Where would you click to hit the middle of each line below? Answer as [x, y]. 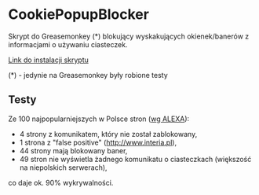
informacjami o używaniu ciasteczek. [68, 44]
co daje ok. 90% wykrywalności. [61, 182]
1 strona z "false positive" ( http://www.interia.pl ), [98, 142]
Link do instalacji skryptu [48, 60]
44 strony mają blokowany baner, [73, 150]
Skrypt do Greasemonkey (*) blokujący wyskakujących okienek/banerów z [129, 36]
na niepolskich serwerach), [63, 167]
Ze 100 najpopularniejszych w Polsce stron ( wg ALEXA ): [99, 119]
